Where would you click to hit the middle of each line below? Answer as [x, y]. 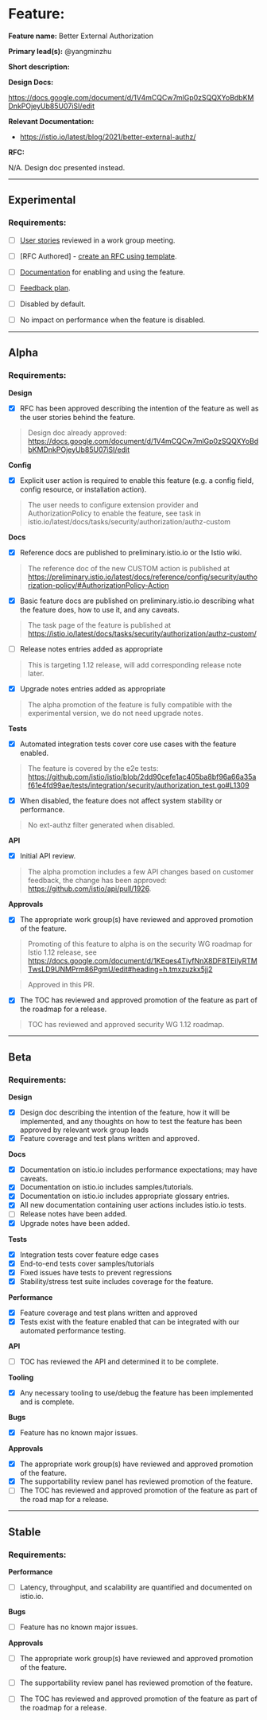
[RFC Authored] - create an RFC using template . [98, 256]
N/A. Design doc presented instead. [67, 167]
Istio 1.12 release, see [62, 952]
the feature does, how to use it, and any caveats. [100, 609]
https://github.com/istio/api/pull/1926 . [89, 889]
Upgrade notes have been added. [75, 1223]
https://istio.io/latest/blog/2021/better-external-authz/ [108, 137]
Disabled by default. [52, 304]
